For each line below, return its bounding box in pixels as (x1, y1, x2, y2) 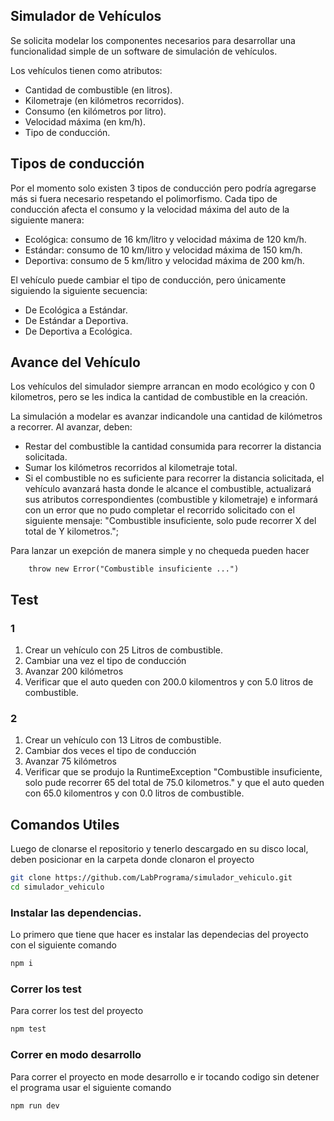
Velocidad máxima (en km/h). (24, 115, 146, 128)
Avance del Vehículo (10, 354, 141, 371)
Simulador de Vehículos (10, 8, 162, 25)
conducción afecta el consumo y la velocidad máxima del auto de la (10, 203, 290, 215)
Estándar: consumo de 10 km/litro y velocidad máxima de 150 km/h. (24, 244, 303, 256)
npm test (10, 1024, 47, 1034)
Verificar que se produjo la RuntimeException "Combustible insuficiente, (24, 766, 323, 778)
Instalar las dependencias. (10, 905, 142, 919)
